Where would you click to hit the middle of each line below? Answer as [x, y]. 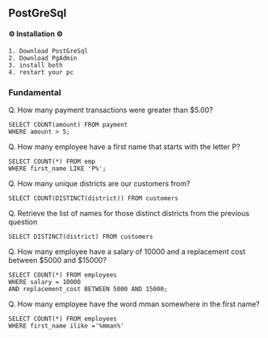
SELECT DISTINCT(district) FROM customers [81, 236]
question [23, 222]
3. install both [36, 65]
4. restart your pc [41, 72]
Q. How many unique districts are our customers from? [99, 183]
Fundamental [35, 92]
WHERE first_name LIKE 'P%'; [57, 169]
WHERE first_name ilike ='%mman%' [67, 326]
